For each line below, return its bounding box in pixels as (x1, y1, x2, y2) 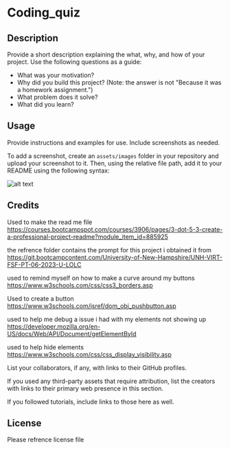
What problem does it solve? (16, 93, 98, 101)
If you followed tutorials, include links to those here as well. (7, 397, 174, 406)
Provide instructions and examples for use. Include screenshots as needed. (7, 138, 220, 146)
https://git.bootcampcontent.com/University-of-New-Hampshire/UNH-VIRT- (7, 253, 223, 261)
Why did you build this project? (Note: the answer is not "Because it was (16, 78, 222, 87)
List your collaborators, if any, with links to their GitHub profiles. (7, 363, 187, 372)
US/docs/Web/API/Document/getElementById (7, 329, 137, 338)
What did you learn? (16, 100, 74, 108)
